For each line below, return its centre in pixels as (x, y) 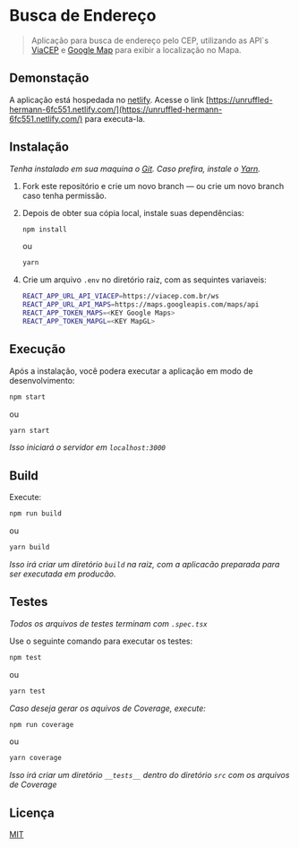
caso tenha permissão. (64, 195)
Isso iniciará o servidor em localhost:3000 (87, 447)
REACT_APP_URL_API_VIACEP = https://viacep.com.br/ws (120, 297)
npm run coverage (42, 724)
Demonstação (49, 78)
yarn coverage (36, 758)
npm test (26, 657)
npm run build (36, 514)
